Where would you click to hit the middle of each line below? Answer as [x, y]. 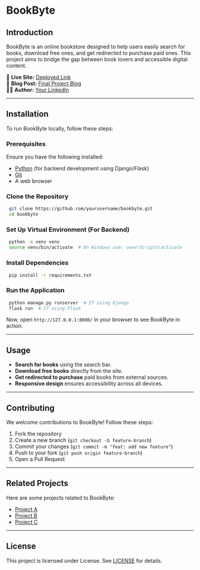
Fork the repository [38, 434]
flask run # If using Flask [45, 308]
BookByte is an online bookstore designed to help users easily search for [96, 46]
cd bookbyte [24, 214]
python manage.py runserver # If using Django [69, 303]
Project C [26, 522]
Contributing [30, 408]
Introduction [30, 32]
